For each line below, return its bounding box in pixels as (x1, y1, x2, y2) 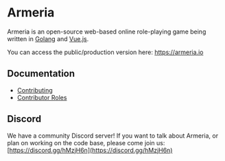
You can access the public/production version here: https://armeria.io (7, 48, 204, 56)
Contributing (16, 86, 53, 94)
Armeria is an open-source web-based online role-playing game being (7, 27, 206, 36)
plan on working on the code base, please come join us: (7, 138, 165, 147)
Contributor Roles (16, 93, 67, 101)
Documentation (7, 68, 75, 79)
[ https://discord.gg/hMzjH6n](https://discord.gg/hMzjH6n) (7, 146, 173, 154)
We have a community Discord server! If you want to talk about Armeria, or (7, 132, 218, 140)
